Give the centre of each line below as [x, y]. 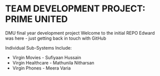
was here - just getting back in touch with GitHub [56, 38]
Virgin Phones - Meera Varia [41, 68]
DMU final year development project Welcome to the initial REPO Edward [80, 33]
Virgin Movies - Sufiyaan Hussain [47, 57]
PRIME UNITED [36, 19]
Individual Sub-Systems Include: [38, 48]
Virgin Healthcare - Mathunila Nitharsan [53, 63]
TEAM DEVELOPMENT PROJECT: [75, 9]
